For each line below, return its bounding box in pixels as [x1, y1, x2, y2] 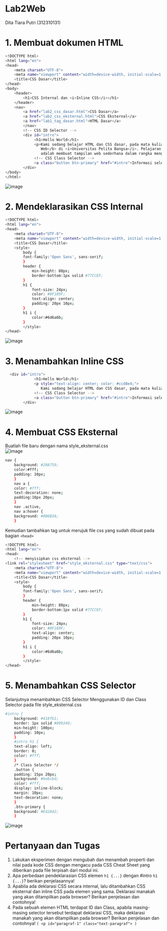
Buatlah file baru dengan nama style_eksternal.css [5, 443, 108, 449]
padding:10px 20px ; [14, 495, 55, 500]
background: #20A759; [14, 463, 59, 468]
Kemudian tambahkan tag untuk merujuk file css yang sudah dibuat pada [5, 527, 155, 533]
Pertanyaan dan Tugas [5, 840, 100, 852]
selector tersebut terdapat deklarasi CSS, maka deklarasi [28, 910, 145, 916]
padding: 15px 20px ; [14, 772, 57, 777]
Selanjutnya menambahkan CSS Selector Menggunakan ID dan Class [5, 697, 147, 703]
